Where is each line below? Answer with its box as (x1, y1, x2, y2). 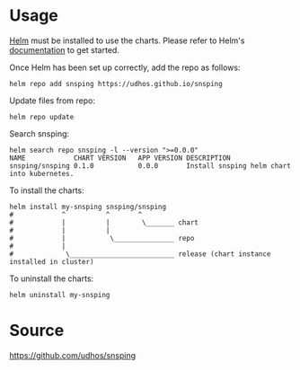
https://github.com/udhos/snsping (9, 349, 137, 360)
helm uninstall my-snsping (9, 290, 110, 299)
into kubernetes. (9, 169, 75, 178)
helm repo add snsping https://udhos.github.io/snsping (9, 79, 223, 88)
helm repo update (9, 112, 75, 121)
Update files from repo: (9, 95, 96, 106)
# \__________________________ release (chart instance (9, 249, 271, 259)
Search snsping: (9, 128, 70, 139)
